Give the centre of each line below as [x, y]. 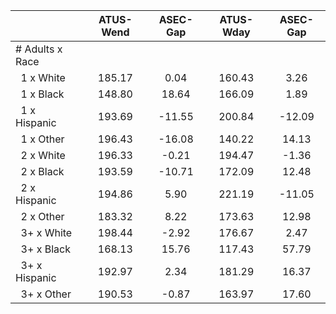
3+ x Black [45, 249]
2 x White [43, 155]
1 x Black [42, 94]
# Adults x [39, 49]
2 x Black [42, 171]
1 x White [43, 77]
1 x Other [42, 139]
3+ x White [46, 232]
